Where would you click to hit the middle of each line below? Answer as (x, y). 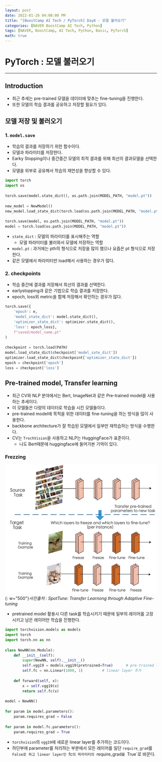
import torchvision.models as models (43, 630)
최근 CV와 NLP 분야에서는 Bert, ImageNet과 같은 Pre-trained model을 (79, 395)
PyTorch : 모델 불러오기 (50, 62)
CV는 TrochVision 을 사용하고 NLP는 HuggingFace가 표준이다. (71, 438)
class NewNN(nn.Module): (30, 650)
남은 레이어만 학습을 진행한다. (53, 620)
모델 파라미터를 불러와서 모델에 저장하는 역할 (61, 243)
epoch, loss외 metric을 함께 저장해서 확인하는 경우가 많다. (67, 297)
